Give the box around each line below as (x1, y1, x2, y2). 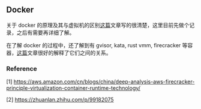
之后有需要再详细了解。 (16, 29, 75, 36)
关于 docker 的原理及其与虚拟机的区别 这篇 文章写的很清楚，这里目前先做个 (6, 21, 190, 29)
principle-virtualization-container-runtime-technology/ (6, 84, 141, 92)
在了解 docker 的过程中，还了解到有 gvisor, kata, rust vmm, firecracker (6, 41, 181, 49)
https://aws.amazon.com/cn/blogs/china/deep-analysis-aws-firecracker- (13, 78, 195, 86)
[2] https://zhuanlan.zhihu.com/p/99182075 (6, 96, 114, 104)
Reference (6, 64, 37, 72)
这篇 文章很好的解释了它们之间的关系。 (17, 49, 112, 56)
